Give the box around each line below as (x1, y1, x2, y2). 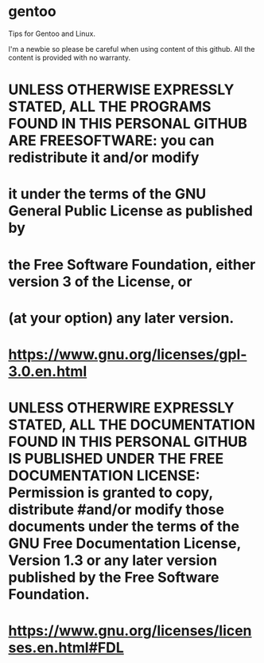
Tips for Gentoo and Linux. (8, 29, 95, 38)
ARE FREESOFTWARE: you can (8, 132, 215, 150)
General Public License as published (8, 202, 253, 220)
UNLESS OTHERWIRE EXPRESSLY (8, 399, 235, 417)
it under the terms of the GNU (8, 185, 207, 203)
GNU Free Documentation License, (8, 535, 241, 553)
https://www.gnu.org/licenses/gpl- (8, 345, 247, 363)
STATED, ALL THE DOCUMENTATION (8, 416, 256, 434)
